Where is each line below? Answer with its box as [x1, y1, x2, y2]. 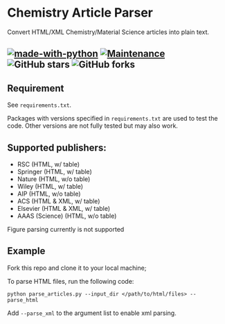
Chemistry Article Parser [7, 5, 154, 21]
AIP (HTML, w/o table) [17, 189, 81, 198]
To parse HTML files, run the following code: [7, 277, 134, 285]
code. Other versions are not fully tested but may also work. [7, 121, 179, 130]
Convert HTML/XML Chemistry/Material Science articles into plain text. [7, 28, 210, 36]
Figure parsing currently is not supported [7, 225, 125, 233]
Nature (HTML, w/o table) [17, 175, 91, 183]
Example [7, 245, 46, 257]
